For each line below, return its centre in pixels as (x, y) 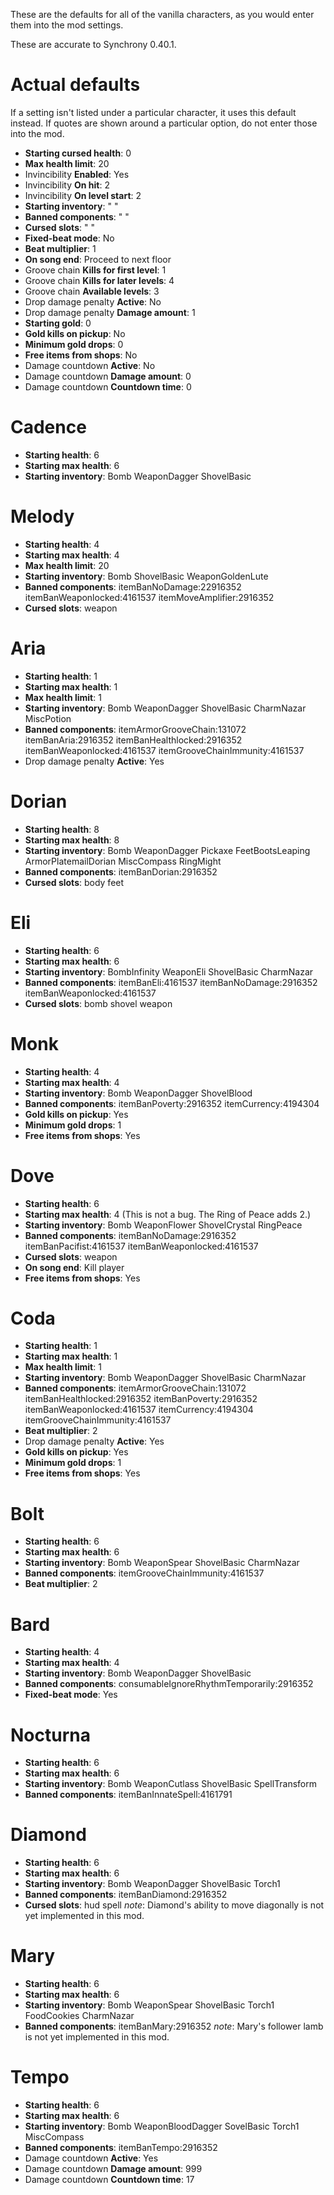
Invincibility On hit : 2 (67, 185)
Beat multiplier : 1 (60, 248)
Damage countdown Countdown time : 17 (109, 2180)
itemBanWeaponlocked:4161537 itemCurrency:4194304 (139, 1410)
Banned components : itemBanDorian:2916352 (121, 871)
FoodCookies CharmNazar (79, 2016)
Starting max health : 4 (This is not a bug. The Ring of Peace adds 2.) (168, 1214)
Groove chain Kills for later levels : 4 (99, 280)
